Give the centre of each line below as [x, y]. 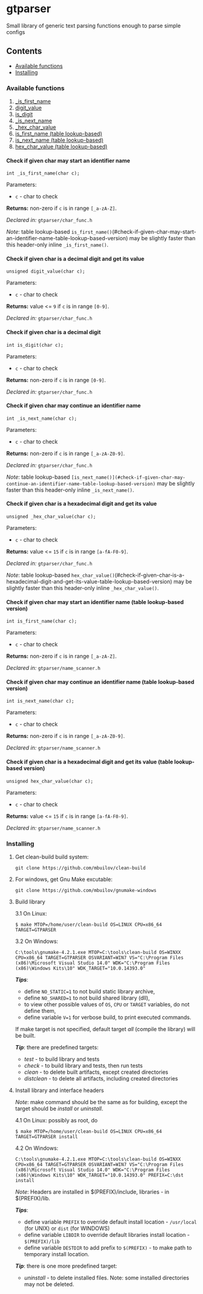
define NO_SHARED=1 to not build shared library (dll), [87, 998]
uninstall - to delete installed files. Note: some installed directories [107, 1278]
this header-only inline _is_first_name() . [58, 245]
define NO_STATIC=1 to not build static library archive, [90, 991]
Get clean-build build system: [52, 857]
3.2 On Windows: [37, 941]
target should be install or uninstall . [59, 1108]
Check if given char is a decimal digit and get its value [75, 259]
